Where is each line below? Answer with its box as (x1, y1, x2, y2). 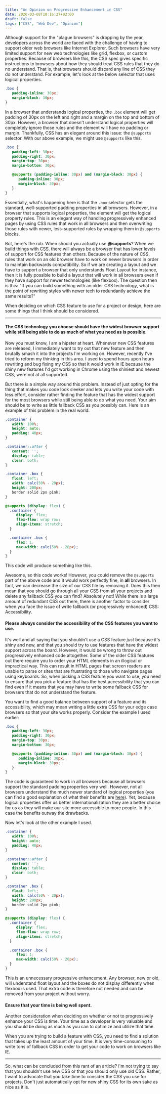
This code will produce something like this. (5, 563, 92, 569)
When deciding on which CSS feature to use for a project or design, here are (5, 303, 161, 308)
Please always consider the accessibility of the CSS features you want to (5, 620, 158, 626)
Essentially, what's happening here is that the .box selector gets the (5, 199, 143, 205)
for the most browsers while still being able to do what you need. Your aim (5, 396, 156, 403)
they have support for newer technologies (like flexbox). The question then (5, 277, 157, 283)
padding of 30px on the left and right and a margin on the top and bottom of (5, 114, 160, 120)
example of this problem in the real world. (5, 407, 90, 413)
